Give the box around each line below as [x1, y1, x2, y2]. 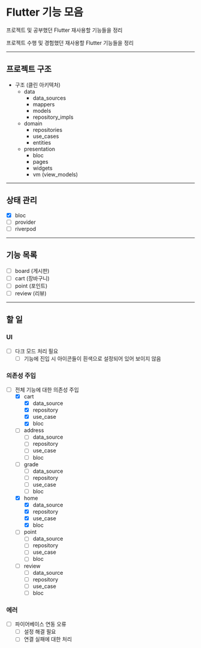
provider [14, 218, 36, 226]
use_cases [32, 133, 59, 140]
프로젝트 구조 [6, 64, 52, 74]
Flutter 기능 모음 [6, 5, 84, 19]
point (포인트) [14, 282, 48, 289]
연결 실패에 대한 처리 [23, 635, 72, 643]
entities [32, 139, 51, 146]
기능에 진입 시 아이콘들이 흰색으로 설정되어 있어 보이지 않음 [23, 355, 162, 362]
